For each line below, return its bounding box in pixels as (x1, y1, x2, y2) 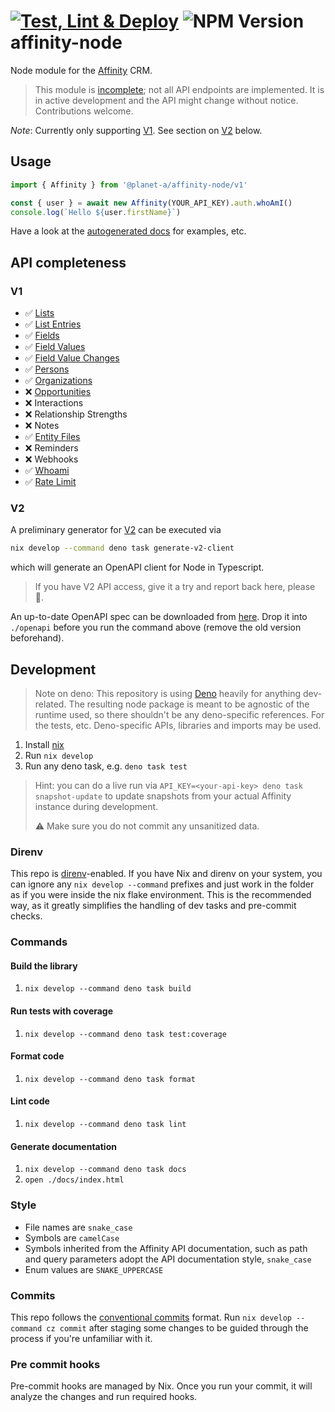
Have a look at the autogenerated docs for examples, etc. (10, 225, 247, 237)
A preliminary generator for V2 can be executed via (10, 524, 222, 536)
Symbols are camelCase (24, 1231, 120, 1244)
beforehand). (10, 632, 65, 644)
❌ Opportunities (24, 386, 92, 398)
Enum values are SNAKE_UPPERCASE (24, 1263, 164, 1275)
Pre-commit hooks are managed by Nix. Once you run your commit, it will (10, 1380, 313, 1392)
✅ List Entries (24, 318, 82, 330)
